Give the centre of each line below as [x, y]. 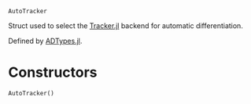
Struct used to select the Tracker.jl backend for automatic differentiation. [126, 26]
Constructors [53, 72]
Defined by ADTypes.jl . [45, 41]
